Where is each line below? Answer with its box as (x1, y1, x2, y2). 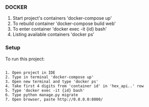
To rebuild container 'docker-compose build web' (12, 20, 116, 26)
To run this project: (5, 56, 45, 62)
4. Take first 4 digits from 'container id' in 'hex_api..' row (5, 83, 144, 89)
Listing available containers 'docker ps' (12, 32, 95, 38)
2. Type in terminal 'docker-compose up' (5, 74, 94, 79)
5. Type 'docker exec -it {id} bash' (5, 88, 85, 93)
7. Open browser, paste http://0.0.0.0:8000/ (5, 97, 103, 102)
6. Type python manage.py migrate (5, 92, 79, 97)
